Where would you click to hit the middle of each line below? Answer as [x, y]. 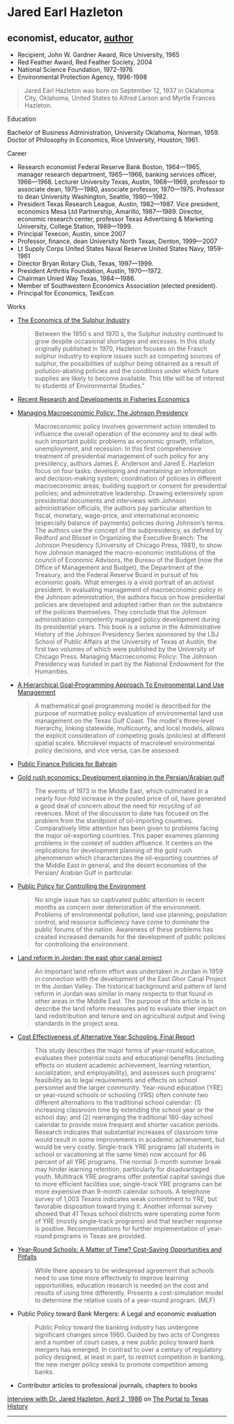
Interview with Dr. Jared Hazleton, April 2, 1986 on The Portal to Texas [108, 1399]
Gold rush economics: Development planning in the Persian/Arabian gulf [121, 777]
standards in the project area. [77, 1023]
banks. [44, 1372]
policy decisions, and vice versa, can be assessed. [108, 750]
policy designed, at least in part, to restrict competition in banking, [130, 1357]
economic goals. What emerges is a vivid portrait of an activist [124, 582]
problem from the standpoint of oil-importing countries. [114, 821]
